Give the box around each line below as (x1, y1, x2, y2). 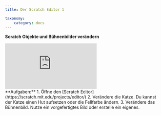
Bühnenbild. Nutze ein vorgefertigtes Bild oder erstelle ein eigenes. (5, 104, 140, 110)
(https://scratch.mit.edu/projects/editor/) (5, 94, 87, 100)
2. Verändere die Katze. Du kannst (87, 94, 156, 100)
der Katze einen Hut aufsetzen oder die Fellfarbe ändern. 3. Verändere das (5, 99, 155, 105)
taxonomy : (5, 16, 25, 21)
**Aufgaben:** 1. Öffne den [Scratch (5, 89, 80, 95)
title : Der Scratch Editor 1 (5, 7, 64, 12)
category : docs (14, 20, 45, 25)
